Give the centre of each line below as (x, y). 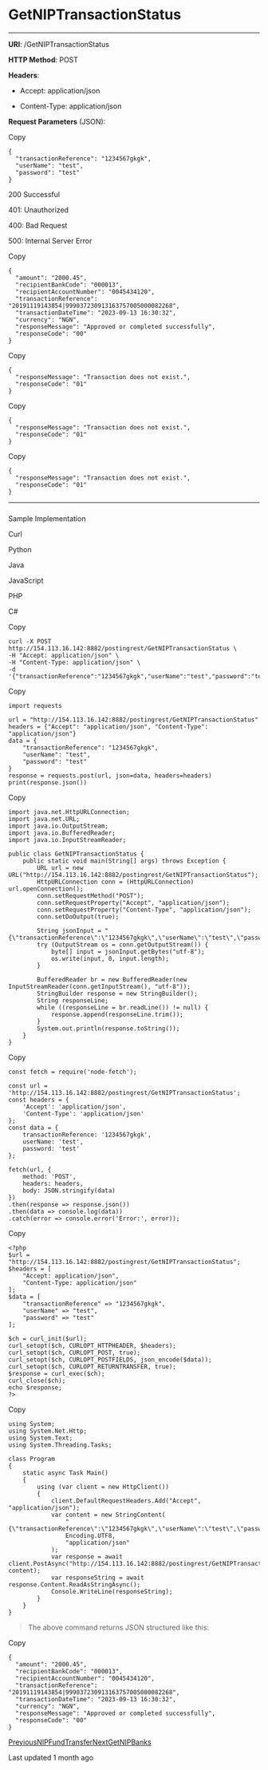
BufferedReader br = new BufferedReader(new (112, 979)
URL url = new (60, 867)
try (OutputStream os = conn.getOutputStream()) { (123, 944)
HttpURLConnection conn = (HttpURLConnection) (116, 882)
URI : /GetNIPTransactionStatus (59, 44)
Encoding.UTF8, (90, 1535)
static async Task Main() (66, 1473)
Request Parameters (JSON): (57, 121)
